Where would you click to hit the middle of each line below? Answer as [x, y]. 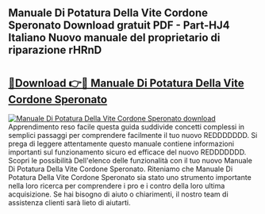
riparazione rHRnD [55, 50]
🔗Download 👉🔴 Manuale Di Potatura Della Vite [126, 83]
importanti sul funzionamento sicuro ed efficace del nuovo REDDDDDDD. [127, 152]
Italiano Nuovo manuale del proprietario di [114, 38]
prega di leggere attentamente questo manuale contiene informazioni [121, 143]
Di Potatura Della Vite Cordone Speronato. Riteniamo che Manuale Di [121, 169]
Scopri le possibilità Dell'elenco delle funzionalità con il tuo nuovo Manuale [130, 160]
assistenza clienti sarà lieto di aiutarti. [69, 203]
